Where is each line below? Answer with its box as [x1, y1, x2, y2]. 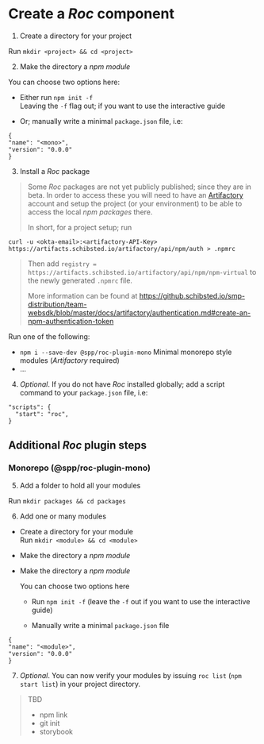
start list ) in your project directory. [19, 679, 141, 688]
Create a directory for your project [19, 31, 132, 40]
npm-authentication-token [27, 316, 114, 326]
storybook [39, 727, 74, 736]
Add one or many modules [19, 511, 107, 521]
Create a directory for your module [19, 526, 133, 536]
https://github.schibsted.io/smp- [139, 291, 246, 300]
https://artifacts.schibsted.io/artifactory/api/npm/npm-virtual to [27, 267, 257, 276]
